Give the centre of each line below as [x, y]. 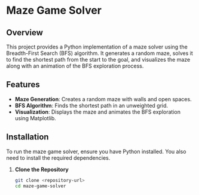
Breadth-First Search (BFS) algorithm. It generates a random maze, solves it [99, 53]
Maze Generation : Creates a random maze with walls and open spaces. [103, 99]
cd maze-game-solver [40, 186]
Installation [27, 137]
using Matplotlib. [36, 118]
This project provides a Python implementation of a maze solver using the [97, 47]
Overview [25, 33]
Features [23, 85]
